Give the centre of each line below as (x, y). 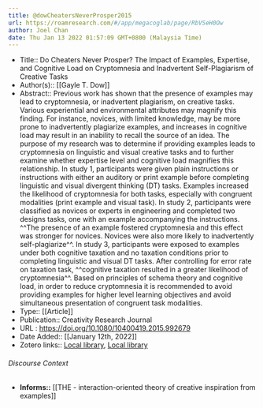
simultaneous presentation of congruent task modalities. (111, 303)
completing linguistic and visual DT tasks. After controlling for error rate (135, 261)
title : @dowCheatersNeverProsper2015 (70, 15)
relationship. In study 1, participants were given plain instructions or (129, 169)
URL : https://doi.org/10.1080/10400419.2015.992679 (105, 328)
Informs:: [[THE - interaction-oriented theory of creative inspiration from (137, 387)
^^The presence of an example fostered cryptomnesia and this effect (131, 228)
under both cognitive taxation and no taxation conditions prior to (124, 253)
